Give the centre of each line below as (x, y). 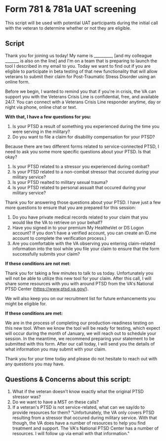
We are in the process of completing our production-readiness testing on (80, 323)
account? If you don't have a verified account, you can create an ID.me (84, 233)
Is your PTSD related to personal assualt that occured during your (79, 187)
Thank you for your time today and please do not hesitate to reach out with (81, 358)
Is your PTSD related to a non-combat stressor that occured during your (85, 172)
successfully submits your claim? (46, 254)
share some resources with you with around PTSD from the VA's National (80, 283)
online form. (17, 82)
